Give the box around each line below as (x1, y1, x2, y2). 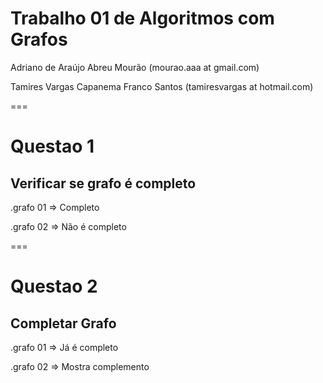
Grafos (10, 28, 68, 51)
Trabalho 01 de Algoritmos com (10, 7, 275, 30)
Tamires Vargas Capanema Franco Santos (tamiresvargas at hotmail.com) (10, 80, 314, 92)
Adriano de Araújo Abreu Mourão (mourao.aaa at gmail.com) (10, 61, 260, 73)
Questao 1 (10, 135, 95, 158)
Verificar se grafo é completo (10, 175, 197, 192)
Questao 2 (10, 275, 98, 298)
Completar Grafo (10, 315, 117, 332)
